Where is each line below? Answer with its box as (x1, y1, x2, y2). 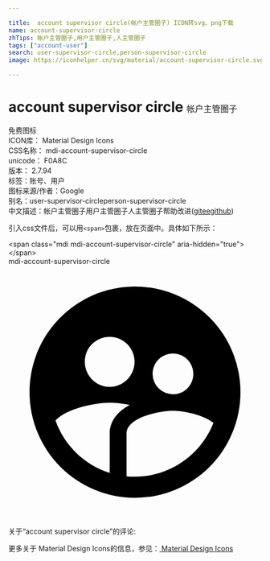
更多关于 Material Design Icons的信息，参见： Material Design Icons (8, 543, 234, 553)
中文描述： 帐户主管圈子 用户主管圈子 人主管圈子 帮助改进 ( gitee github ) (8, 206, 235, 216)
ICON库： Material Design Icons (8, 135, 114, 145)
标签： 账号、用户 (8, 175, 65, 185)
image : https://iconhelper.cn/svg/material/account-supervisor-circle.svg (8, 56, 264, 64)
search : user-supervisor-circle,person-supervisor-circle (8, 49, 207, 57)
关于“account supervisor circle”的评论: (8, 526, 137, 536)
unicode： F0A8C (8, 155, 67, 165)
